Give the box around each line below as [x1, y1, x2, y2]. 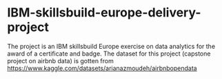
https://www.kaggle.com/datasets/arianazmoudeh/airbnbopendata [7, 64, 198, 72]
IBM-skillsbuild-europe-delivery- [7, 5, 201, 21]
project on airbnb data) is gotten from [7, 56, 114, 65]
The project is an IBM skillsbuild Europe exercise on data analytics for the [7, 42, 216, 50]
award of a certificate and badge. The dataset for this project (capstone [7, 49, 211, 58]
